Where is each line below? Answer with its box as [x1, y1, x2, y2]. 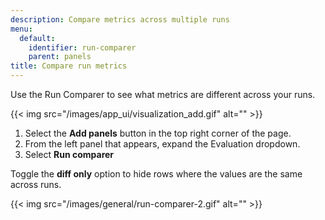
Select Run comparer [24, 149, 115, 160]
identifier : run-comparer [28, 42, 137, 53]
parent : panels [28, 52, 92, 62]
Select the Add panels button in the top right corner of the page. [24, 127, 292, 139]
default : [19, 33, 56, 43]
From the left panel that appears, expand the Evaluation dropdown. [24, 138, 301, 150]
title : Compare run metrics [10, 61, 128, 71]
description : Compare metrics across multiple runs [10, 14, 230, 25]
